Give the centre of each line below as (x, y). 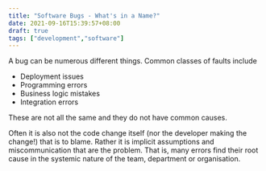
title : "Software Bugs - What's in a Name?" (84, 16)
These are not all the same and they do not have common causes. (118, 118)
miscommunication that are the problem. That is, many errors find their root (133, 150)
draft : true (28, 31)
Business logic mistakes (60, 94)
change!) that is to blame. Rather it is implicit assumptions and (112, 142)
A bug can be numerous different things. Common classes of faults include (133, 61)
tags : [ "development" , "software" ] (66, 38)
